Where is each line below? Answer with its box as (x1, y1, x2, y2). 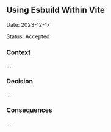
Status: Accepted (6, 33, 50, 40)
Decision (6, 77, 34, 86)
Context (6, 48, 31, 57)
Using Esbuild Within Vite (6, 5, 105, 15)
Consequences (6, 106, 53, 114)
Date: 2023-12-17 (6, 21, 50, 28)
